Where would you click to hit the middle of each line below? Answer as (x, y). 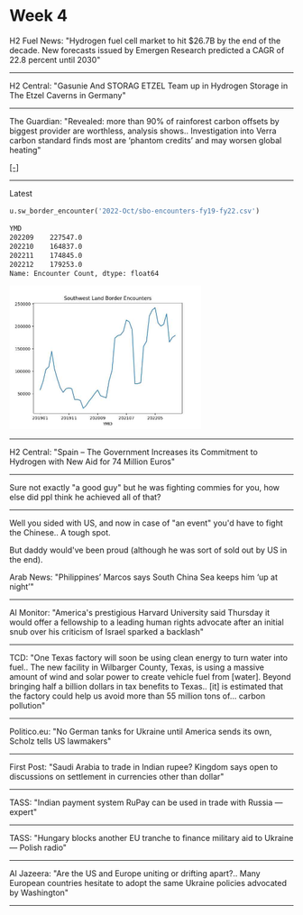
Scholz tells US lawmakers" (60, 741)
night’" (22, 586)
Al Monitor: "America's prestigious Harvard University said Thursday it (140, 612)
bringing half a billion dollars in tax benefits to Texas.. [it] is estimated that (147, 686)
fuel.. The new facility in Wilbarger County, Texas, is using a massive (137, 667)
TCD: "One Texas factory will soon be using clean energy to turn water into (149, 657)
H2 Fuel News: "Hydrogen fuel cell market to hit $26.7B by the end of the (145, 41)
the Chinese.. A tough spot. (60, 532)
